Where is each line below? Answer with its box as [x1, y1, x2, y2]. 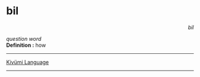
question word [6, 35, 42, 42]
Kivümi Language [6, 58, 49, 66]
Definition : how [6, 41, 46, 49]
